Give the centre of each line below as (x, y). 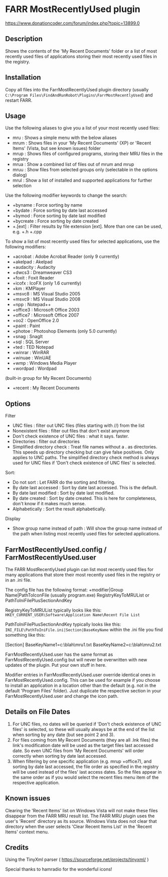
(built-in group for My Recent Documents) (48, 378)
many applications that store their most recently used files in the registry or (83, 575)
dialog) (20, 175)
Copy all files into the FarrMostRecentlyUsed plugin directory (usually (77, 89)
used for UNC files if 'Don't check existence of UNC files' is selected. (84, 463)
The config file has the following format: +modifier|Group (64, 590)
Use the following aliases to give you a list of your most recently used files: (82, 128)
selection (22, 186)
